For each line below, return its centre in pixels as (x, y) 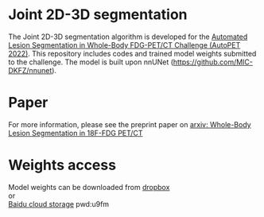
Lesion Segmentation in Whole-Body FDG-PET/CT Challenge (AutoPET (124, 45)
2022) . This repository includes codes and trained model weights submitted (132, 53)
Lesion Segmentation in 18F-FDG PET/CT (76, 133)
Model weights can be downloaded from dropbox (89, 187)
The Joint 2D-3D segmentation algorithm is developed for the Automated (128, 37)
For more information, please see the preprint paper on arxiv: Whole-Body (130, 124)
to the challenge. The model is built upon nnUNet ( (91, 62)
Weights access (62, 165)
